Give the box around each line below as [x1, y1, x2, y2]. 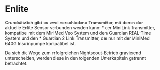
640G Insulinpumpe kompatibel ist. [5, 40, 76, 46]
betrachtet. [5, 60, 27, 66]
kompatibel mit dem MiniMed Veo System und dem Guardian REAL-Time [5, 30, 151, 36]
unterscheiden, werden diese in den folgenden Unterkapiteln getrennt [5, 55, 146, 61]
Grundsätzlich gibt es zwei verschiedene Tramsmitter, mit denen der [5, 20, 143, 25]
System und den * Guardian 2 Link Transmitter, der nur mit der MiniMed [5, 35, 150, 41]
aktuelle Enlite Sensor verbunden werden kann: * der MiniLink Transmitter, [5, 24, 156, 30]
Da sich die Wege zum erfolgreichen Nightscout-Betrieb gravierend [5, 50, 141, 56]
